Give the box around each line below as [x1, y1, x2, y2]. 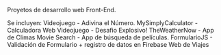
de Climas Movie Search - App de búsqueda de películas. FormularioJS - [7, 33, 213, 41]
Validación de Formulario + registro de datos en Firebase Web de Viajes [7, 41, 209, 48]
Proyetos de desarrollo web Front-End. [7, 6, 116, 14]
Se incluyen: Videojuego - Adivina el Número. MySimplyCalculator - [7, 19, 198, 26]
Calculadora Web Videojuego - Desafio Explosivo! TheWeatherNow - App [7, 26, 214, 34]
